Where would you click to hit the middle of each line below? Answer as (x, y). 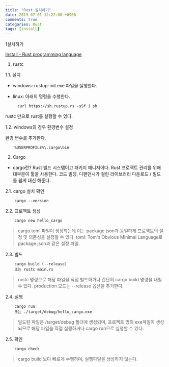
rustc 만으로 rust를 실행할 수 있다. (39, 116)
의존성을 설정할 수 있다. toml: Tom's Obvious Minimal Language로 (96, 237)
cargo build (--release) (41, 264)
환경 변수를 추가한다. (26, 138)
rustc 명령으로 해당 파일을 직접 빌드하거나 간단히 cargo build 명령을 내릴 (90, 280)
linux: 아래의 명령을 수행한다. (41, 96)
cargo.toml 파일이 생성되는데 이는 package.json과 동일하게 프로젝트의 (88, 231)
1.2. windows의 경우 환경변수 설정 (39, 127)
